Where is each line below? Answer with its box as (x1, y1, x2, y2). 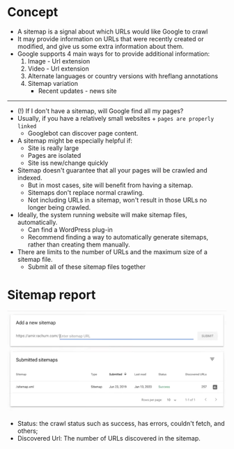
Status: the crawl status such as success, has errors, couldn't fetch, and (17, 420, 225, 428)
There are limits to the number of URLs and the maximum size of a (17, 247, 208, 256)
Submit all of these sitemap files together (27, 263, 146, 271)
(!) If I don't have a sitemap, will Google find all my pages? (17, 106, 184, 115)
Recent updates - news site (38, 87, 117, 95)
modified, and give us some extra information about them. (17, 42, 185, 50)
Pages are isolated (27, 151, 81, 159)
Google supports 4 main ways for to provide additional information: (17, 50, 210, 58)
